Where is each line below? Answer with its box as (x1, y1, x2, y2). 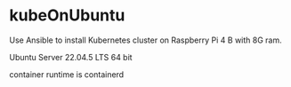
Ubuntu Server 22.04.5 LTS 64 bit (9, 51, 133, 62)
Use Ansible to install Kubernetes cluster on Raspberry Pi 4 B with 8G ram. (9, 35, 282, 45)
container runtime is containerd (9, 68, 125, 80)
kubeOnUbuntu (9, 5, 125, 26)
